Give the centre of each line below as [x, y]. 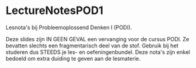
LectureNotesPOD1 [55, 11]
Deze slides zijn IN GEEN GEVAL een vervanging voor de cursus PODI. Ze [97, 39]
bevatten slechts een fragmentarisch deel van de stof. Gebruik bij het [92, 46]
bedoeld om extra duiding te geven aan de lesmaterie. [73, 58]
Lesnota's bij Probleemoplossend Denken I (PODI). [69, 27]
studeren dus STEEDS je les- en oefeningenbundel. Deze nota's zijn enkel [98, 52]
